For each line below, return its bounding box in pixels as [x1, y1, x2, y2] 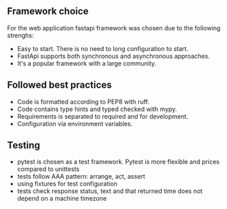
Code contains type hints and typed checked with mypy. [17, 105, 177, 113]
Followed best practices [7, 79, 112, 91]
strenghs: [7, 31, 34, 39]
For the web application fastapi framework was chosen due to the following [7, 23, 221, 32]
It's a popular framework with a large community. [17, 59, 157, 68]
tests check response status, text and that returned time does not [17, 187, 203, 195]
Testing [7, 139, 41, 151]
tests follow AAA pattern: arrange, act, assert [17, 172, 146, 181]
